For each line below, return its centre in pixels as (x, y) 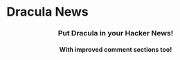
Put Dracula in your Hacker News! (116, 33)
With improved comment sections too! (116, 49)
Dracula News (47, 12)
